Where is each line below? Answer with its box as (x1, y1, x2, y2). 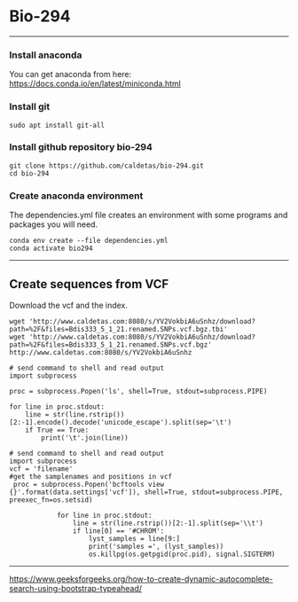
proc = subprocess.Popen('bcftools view (12, 480, 165, 489)
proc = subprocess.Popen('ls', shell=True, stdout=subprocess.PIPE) (9, 387, 268, 395)
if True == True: (25, 426, 90, 434)
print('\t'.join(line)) (41, 433, 129, 442)
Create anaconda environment (9, 189, 144, 201)
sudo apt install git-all (9, 121, 105, 129)
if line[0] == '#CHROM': (72, 526, 165, 536)
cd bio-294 (9, 168, 50, 178)
